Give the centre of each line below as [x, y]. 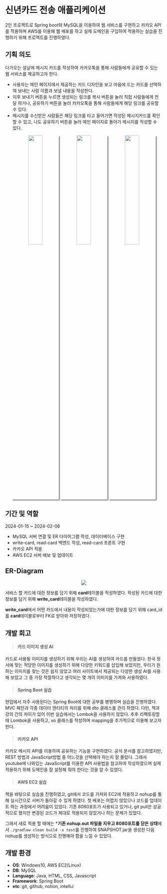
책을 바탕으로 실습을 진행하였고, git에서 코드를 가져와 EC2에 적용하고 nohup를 [81, 794]
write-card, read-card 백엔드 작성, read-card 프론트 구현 [69, 542]
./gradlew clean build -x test [43, 830]
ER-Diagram [24, 571]
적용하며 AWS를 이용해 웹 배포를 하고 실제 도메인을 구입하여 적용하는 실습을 [84, 31]
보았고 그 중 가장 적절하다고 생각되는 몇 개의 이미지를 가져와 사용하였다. [79, 677]
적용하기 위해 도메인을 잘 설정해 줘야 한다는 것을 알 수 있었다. [64, 769]
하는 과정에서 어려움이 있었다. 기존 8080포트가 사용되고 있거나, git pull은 [81, 806]
